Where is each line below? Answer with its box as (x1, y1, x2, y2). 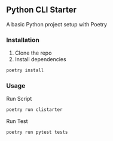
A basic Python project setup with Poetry (6, 20, 108, 28)
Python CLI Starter (6, 5, 77, 15)
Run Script (6, 95, 32, 103)
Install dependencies (14, 56, 67, 63)
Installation (6, 35, 40, 44)
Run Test (6, 118, 28, 125)
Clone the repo (14, 49, 52, 56)
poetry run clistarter (6, 107, 63, 113)
